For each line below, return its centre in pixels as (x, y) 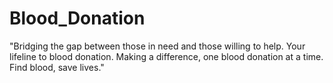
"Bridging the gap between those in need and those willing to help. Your (157, 46)
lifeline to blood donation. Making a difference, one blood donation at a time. (166, 56)
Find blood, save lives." (57, 67)
